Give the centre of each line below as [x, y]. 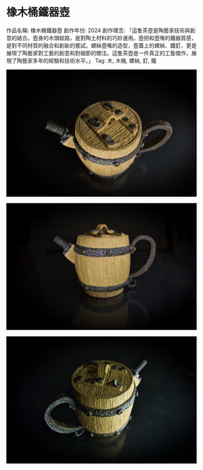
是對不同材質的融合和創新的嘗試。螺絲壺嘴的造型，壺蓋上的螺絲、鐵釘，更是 [101, 45]
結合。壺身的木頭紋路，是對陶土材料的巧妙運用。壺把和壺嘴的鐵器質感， [107, 38]
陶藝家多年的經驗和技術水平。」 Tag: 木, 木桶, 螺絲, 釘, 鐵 [87, 61]
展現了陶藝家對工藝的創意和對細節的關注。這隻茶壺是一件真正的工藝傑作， [99, 53]
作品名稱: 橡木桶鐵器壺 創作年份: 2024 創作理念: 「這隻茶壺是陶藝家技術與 [98, 30]
